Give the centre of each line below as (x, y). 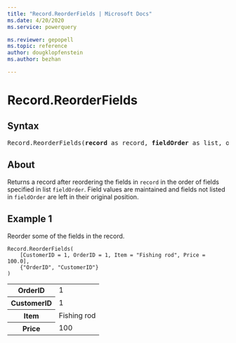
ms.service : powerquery (42, 27)
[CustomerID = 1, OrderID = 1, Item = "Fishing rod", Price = (113, 255)
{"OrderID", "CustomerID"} (59, 267)
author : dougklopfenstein (45, 53)
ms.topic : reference (38, 46)
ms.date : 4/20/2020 (36, 20)
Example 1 (30, 219)
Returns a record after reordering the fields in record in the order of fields (113, 182)
